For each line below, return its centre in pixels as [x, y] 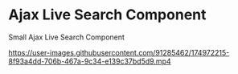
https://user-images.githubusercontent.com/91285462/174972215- [119, 52]
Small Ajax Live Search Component [66, 37]
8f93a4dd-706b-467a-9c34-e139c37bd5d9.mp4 [90, 61]
